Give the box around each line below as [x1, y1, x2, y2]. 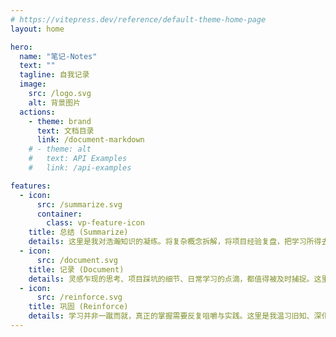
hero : [10, 42, 33, 52]
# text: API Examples [28, 154, 128, 164]
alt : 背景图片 [28, 97, 82, 108]
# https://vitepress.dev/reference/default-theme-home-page [10, 14, 267, 25]
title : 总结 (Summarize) [28, 227, 129, 238]
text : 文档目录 [36, 126, 95, 136]
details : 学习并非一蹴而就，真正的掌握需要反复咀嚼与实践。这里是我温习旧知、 [28, 311, 315, 321]
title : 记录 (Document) [28, 264, 125, 275]
